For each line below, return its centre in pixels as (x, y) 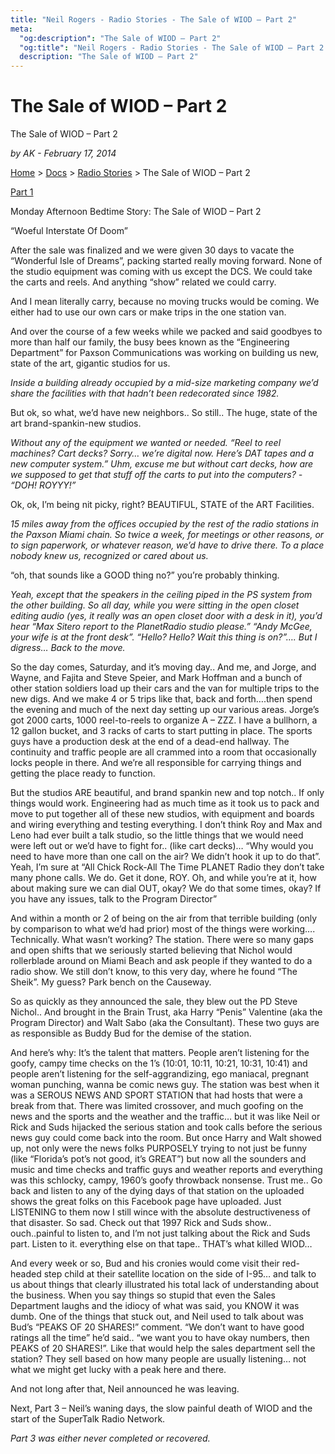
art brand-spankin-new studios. (76, 423)
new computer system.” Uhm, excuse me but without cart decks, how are (162, 464)
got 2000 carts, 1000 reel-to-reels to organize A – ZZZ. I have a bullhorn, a (164, 720)
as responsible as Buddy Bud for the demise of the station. (131, 1033)
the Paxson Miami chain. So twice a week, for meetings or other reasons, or (167, 535)
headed (26, 1274)
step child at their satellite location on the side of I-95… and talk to (180, 1274)
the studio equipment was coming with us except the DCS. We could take (161, 272)
